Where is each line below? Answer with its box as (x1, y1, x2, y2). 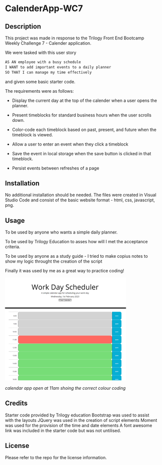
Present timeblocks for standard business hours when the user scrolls (12, 112, 151, 118)
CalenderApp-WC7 (5, 3, 83, 14)
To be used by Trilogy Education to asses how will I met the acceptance (5, 239, 148, 245)
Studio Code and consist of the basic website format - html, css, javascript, (5, 197, 155, 203)
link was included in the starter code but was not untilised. (5, 428, 121, 433)
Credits (5, 399, 28, 408)
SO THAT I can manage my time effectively (5, 70, 92, 75)
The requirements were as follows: (5, 88, 74, 94)
